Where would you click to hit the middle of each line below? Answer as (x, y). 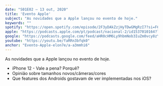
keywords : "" (18, 23)
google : (13, 37)
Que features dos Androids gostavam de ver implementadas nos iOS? (81, 78)
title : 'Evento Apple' (28, 14)
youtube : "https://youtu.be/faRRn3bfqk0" (48, 41)
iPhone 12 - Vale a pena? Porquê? (46, 68)
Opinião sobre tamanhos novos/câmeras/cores (59, 73)
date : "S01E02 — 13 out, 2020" (37, 9)
